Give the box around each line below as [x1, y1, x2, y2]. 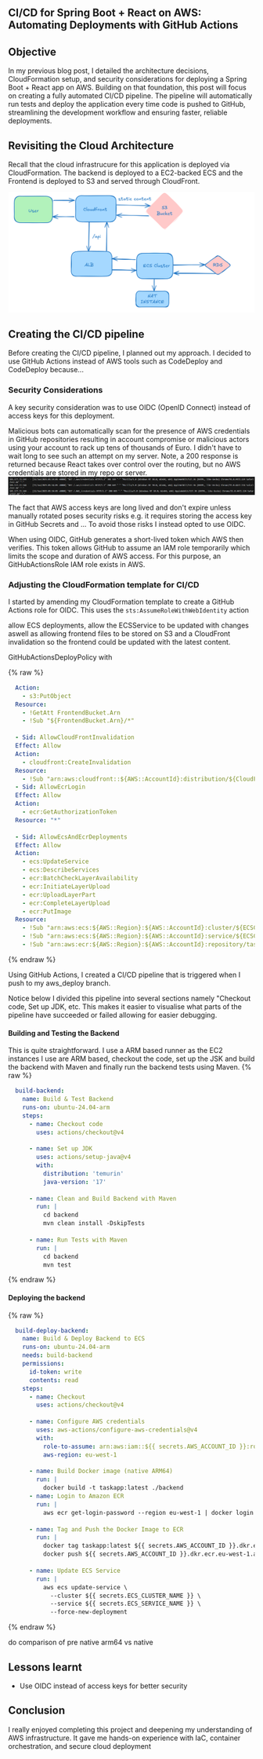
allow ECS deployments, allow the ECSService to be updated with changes [8, 620, 249, 630]
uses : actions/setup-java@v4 [36, 1154, 131, 1161]
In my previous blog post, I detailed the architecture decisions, [8, 66, 209, 75]
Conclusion [8, 1704, 66, 1717]
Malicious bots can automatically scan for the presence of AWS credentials [8, 426, 250, 435]
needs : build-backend [22, 1351, 92, 1359]
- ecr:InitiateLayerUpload [22, 883, 110, 890]
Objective [8, 45, 57, 58]
